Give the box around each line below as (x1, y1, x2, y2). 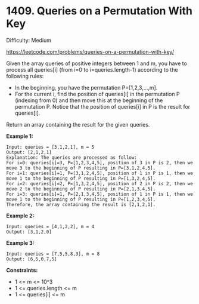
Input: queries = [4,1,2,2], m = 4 (6, 223, 95, 229)
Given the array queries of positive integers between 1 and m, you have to (6, 60, 188, 67)
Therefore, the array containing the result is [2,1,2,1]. (6, 201, 156, 207)
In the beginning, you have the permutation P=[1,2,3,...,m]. (14, 84, 158, 91)
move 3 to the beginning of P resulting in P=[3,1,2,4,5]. (6, 165, 156, 171)
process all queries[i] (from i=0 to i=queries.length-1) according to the (6, 66, 178, 73)
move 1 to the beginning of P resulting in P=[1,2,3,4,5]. (6, 196, 156, 202)
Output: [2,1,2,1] (6, 149, 52, 155)
